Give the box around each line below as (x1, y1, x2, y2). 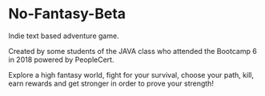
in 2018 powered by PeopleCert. (8, 55, 114, 64)
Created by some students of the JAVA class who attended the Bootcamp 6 (8, 46, 258, 56)
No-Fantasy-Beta (8, 5, 126, 23)
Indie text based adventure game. (8, 31, 119, 40)
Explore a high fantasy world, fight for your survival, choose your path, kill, (8, 70, 255, 79)
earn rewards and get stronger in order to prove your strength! (8, 79, 215, 88)
